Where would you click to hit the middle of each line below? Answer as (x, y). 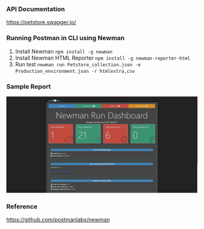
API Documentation (36, 9)
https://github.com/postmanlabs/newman (58, 220)
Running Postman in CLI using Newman (66, 38)
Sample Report (29, 86)
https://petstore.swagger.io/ (41, 22)
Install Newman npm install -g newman (64, 51)
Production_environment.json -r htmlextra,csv (75, 71)
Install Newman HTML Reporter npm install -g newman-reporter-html (103, 58)
